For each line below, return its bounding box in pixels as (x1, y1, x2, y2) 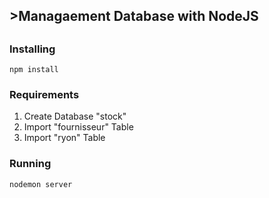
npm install (9, 65, 59, 75)
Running (9, 157, 52, 171)
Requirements (9, 88, 80, 102)
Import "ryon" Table (23, 132, 106, 144)
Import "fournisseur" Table (23, 121, 134, 133)
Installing (9, 42, 56, 56)
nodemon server (9, 179, 73, 189)
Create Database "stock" (23, 110, 127, 123)
